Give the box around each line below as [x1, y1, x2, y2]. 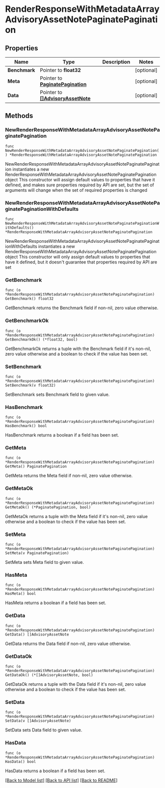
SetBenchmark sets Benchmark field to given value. [5, 391, 110, 397]
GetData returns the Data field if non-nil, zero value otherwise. [5, 641, 131, 646]
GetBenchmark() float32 [5, 296, 54, 301]
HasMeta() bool [5, 591, 36, 596]
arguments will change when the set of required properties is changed [5, 187, 147, 193]
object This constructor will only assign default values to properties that [5, 254, 151, 260]
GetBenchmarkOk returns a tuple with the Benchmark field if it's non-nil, [5, 346, 151, 351]
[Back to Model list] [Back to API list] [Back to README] [5, 777, 118, 783]
